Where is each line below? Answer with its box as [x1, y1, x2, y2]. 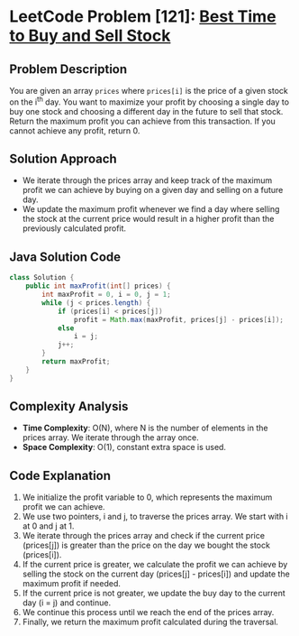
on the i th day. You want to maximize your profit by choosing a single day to [9, 95, 290, 107]
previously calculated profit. [22, 223, 127, 234]
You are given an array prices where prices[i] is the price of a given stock [9, 86, 288, 96]
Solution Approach [9, 152, 117, 167]
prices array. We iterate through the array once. [22, 432, 200, 443]
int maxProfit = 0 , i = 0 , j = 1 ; [41, 290, 171, 300]
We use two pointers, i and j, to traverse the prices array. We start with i [22, 512, 288, 522]
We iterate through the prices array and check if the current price [22, 530, 266, 541]
